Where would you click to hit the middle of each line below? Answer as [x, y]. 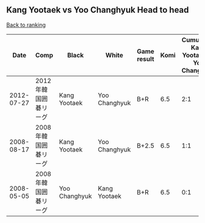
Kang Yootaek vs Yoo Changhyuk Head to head [98, 10]
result [146, 59]
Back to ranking [26, 24]
